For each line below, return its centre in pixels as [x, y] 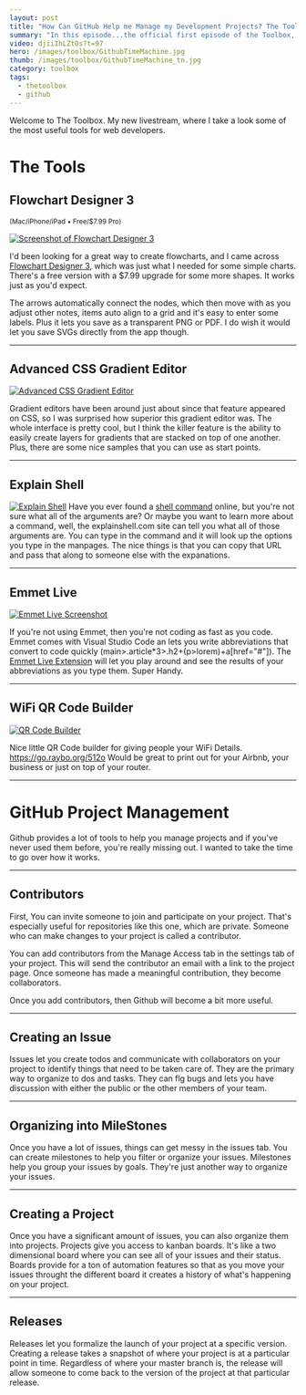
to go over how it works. [55, 857]
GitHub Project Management [119, 812]
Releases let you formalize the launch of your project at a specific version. [148, 1343]
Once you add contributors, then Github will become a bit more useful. [142, 1000]
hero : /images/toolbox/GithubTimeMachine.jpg [97, 52]
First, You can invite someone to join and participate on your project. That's [151, 916]
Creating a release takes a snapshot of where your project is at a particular [149, 1353]
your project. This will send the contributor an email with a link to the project [152, 963]
